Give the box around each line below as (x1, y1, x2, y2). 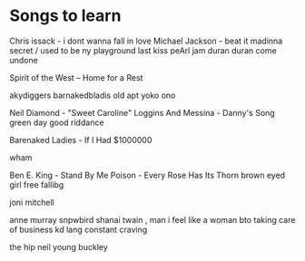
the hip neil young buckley (9, 241, 109, 252)
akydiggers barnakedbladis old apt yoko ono (9, 90, 176, 101)
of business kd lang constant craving (9, 224, 148, 235)
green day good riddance (9, 117, 104, 128)
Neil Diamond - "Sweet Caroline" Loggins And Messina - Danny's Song (9, 107, 275, 118)
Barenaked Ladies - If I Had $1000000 (9, 134, 152, 145)
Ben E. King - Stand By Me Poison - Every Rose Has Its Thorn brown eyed (9, 169, 286, 180)
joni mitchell (9, 197, 54, 208)
